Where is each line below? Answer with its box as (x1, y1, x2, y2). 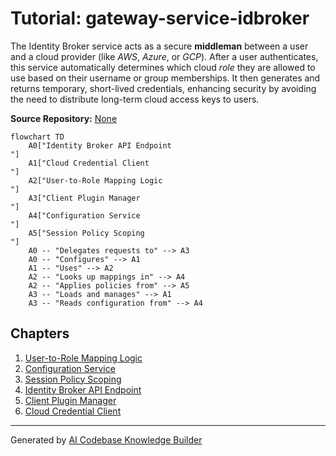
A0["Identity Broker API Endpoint (28, 140, 172, 151)
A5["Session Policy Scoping (28, 228, 145, 238)
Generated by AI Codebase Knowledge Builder (10, 433, 203, 446)
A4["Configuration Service (28, 210, 141, 221)
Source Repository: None (10, 112, 118, 124)
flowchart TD (10, 132, 65, 142)
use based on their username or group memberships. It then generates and (10, 72, 321, 84)
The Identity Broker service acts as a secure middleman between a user (10, 40, 309, 52)
